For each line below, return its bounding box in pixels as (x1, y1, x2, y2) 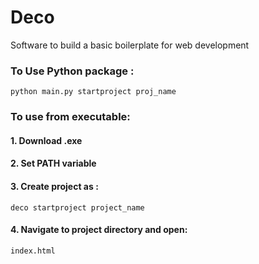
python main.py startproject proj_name (10, 87, 177, 97)
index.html (10, 246, 56, 256)
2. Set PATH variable (10, 157, 97, 170)
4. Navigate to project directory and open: (10, 224, 188, 236)
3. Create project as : (10, 180, 99, 192)
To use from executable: (10, 110, 131, 124)
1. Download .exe (10, 134, 83, 146)
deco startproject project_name (10, 202, 145, 213)
